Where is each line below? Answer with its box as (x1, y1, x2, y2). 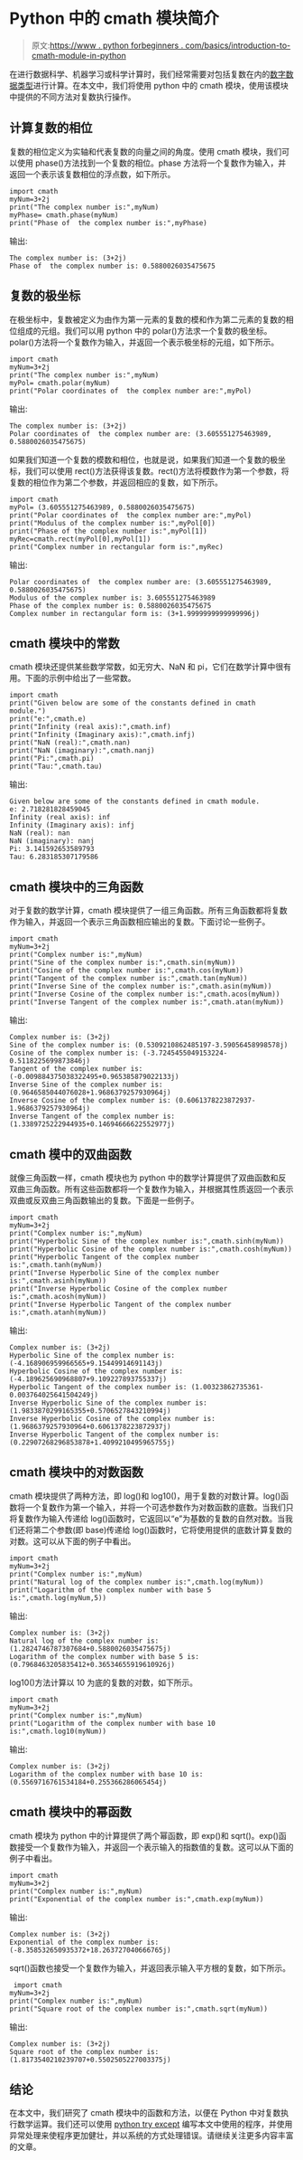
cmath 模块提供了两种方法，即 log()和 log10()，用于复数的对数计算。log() (9, 1490, 281, 1502)
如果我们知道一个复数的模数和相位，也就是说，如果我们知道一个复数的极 (9, 454, 278, 465)
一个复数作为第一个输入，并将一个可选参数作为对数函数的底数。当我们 (24, 1502, 286, 1512)
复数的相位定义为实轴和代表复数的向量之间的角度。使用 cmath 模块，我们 (9, 146, 282, 156)
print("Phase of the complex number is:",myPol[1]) (9, 526, 207, 535)
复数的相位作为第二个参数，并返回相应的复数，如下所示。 (9, 477, 223, 488)
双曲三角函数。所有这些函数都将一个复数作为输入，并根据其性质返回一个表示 (9, 1184, 294, 1194)
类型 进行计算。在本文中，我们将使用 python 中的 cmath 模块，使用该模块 (16, 80, 289, 90)
